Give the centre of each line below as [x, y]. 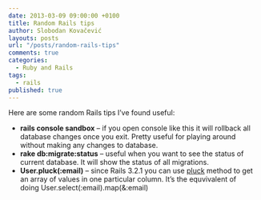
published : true [35, 90]
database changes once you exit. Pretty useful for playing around [128, 137]
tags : [17, 75]
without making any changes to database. [89, 146]
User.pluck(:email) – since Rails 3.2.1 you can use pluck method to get [137, 171]
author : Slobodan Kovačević [55, 30]
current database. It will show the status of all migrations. [114, 162]
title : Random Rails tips [51, 23]
